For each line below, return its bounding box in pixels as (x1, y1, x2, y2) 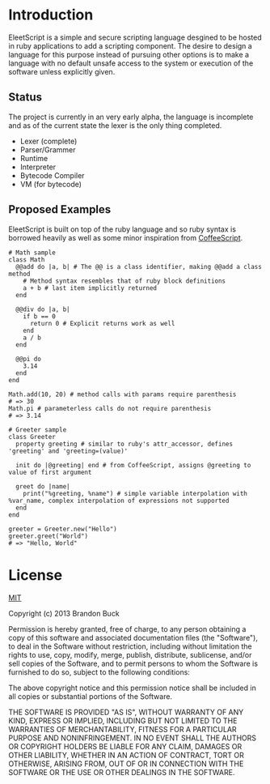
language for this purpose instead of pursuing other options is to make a (8, 49, 249, 59)
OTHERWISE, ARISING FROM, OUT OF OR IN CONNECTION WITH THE (8, 759, 244, 769)
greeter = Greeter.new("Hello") (8, 525, 117, 533)
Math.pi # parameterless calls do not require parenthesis (8, 404, 212, 412)
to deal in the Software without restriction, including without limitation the (8, 641, 252, 651)
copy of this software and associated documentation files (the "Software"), (8, 633, 259, 642)
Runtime (19, 153, 49, 163)
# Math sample (8, 249, 57, 257)
